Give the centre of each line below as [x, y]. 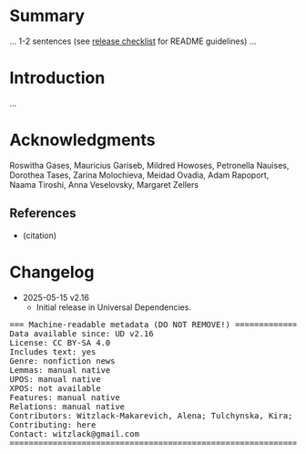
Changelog [52, 272]
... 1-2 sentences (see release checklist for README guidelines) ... [133, 41]
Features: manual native [65, 397]
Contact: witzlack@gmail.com [74, 433]
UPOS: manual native [56, 379]
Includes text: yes [53, 351]
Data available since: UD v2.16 [82, 333]
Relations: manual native [67, 406]
